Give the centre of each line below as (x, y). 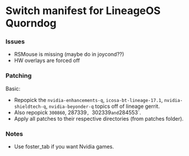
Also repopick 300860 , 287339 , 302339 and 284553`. (77, 112)
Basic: (13, 89)
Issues (15, 42)
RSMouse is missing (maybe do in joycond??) (69, 55)
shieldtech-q (30, 107)
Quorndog (31, 23)
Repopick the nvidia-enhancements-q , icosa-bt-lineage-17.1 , (88, 100)
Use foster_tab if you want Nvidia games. (64, 147)
